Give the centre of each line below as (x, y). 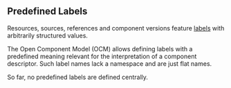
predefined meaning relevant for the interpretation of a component (102, 56)
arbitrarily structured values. (48, 35)
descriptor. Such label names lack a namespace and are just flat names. (110, 63)
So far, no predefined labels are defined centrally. (78, 77)
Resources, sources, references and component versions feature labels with (116, 28)
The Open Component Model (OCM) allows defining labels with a (100, 49)
